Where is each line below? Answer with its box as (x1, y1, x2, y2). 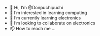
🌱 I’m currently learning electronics (9, 15, 81, 20)
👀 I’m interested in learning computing (9, 10, 87, 16)
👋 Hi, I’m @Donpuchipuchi (9, 5, 63, 10)
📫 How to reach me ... (9, 26, 56, 31)
